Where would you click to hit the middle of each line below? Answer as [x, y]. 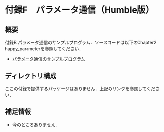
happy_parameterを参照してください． [44, 49]
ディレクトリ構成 [31, 76]
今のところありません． [36, 124]
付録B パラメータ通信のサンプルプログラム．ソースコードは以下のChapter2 [81, 42]
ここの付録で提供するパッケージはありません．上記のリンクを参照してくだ [80, 88]
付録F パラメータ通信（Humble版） [80, 10]
